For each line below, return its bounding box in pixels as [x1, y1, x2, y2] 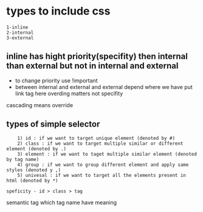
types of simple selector [6, 119, 100, 130]
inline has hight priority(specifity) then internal [6, 51, 188, 62]
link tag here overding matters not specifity [15, 90, 123, 97]
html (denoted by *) [6, 177, 59, 184]
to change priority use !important [15, 77, 98, 84]
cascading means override [6, 101, 74, 108]
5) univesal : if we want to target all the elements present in [17, 172, 187, 178]
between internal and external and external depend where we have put [15, 83, 193, 90]
